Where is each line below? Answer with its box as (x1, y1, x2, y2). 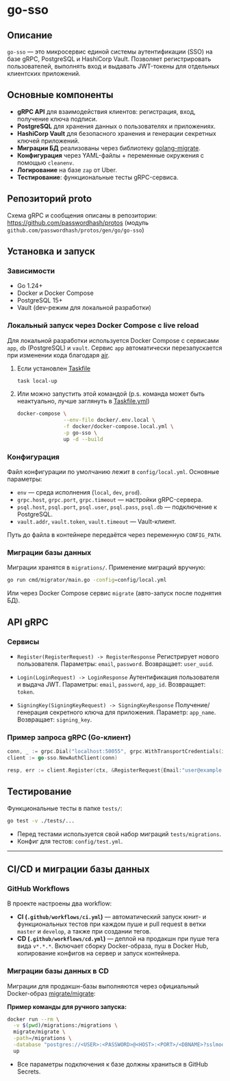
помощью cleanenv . (16, 158, 75, 167)
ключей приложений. (16, 136, 80, 145)
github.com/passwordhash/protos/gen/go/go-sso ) (7, 226, 145, 234)
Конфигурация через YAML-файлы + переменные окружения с (16, 151, 204, 159)
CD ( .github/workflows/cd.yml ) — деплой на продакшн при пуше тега (16, 935, 220, 943)
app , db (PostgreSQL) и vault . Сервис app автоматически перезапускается (7, 344, 222, 352)
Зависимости (7, 266, 55, 276)
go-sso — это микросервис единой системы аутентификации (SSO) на (7, 47, 214, 56)
